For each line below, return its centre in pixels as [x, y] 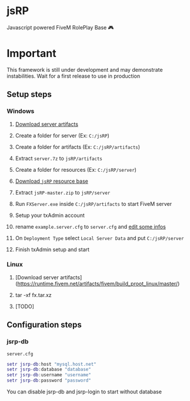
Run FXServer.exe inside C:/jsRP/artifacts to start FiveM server [94, 203]
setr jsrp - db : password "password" [49, 380]
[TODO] [25, 306]
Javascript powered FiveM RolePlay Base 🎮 [60, 27]
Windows [21, 111]
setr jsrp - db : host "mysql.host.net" [51, 364]
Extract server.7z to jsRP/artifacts [59, 158]
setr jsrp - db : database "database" [49, 370]
